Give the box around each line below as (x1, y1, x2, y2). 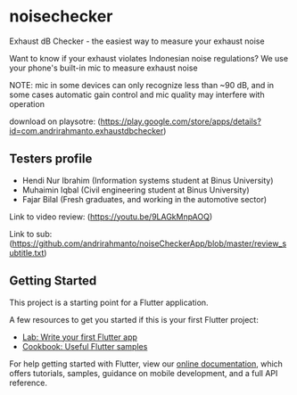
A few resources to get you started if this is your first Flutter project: (9, 314, 259, 325)
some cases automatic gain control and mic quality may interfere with (9, 89, 265, 100)
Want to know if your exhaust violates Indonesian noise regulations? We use (9, 53, 288, 63)
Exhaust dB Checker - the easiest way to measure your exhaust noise (9, 36, 265, 46)
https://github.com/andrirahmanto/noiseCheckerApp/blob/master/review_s (12, 238, 287, 249)
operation (9, 98, 45, 109)
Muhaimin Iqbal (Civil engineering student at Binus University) (21, 185, 250, 195)
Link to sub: (9, 228, 53, 239)
